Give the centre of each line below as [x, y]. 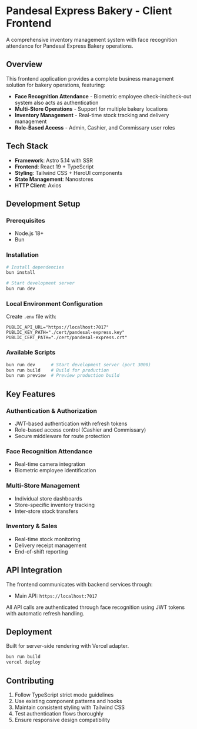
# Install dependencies [35, 267]
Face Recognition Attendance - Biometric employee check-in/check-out [103, 96]
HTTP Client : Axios [38, 185]
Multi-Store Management [43, 486]
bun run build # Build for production [58, 370]
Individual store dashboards [48, 498]
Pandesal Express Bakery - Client [89, 11]
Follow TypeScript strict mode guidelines [64, 695]
